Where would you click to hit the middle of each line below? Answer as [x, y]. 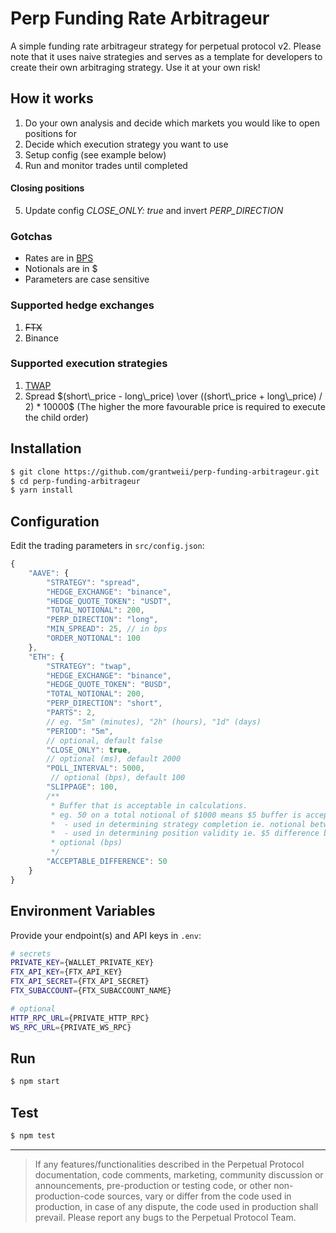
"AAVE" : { [49, 573]
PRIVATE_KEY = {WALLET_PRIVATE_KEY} [82, 963]
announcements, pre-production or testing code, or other [153, 1185]
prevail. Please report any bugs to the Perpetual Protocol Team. [165, 1217]
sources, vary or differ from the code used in [199, 1196]
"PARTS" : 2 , [71, 713]
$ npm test [33, 1136]
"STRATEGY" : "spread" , [93, 582]
